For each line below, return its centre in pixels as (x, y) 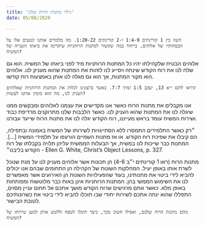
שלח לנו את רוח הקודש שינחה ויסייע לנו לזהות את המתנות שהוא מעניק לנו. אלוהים (100, 70)
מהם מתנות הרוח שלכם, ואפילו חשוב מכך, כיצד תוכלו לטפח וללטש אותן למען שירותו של (97, 212)
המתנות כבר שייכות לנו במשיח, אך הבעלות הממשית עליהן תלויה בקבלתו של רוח (98, 143)
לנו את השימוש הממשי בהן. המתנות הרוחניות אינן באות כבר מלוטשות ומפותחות (97, 181)
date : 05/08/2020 (28, 18)
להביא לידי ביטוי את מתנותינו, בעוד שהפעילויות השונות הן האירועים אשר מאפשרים (100, 174)
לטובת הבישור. (24, 201)
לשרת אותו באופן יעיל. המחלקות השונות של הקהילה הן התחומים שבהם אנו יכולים (99, 168)
